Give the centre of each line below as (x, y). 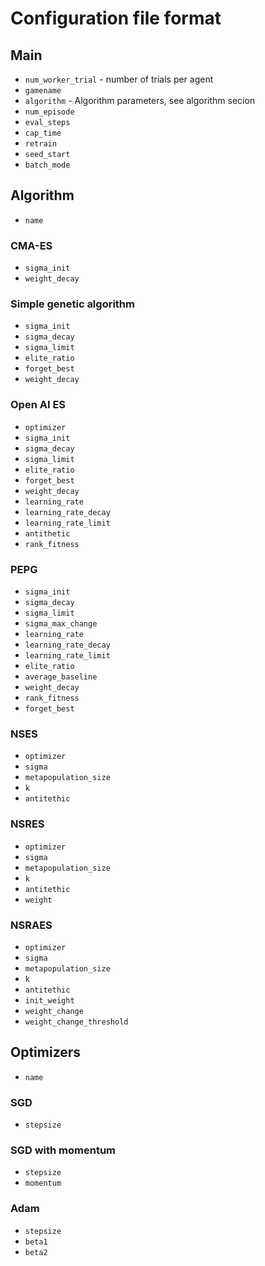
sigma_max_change (61, 624)
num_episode (49, 112)
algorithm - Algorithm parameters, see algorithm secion (140, 100)
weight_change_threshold (76, 1022)
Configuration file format (116, 18)
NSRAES (31, 925)
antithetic (47, 533)
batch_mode (47, 165)
